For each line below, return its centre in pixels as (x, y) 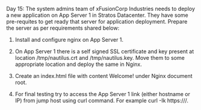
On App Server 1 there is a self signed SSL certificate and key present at (104, 51)
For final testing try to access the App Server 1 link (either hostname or (103, 94)
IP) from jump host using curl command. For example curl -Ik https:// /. (101, 100)
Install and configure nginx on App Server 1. (69, 40)
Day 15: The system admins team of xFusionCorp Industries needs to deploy (101, 9)
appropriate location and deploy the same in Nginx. (79, 64)
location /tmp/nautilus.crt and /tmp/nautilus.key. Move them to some (100, 58)
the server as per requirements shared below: (63, 28)
